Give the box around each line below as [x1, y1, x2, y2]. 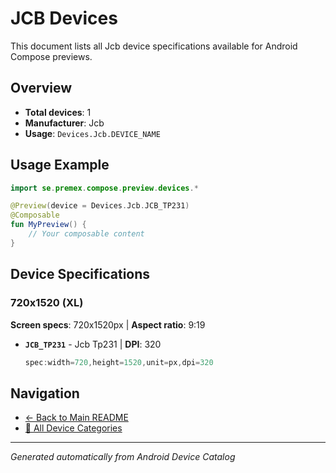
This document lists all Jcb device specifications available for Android [10, 40, 298, 52]
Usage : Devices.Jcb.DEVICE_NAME [24, 127, 161, 139]
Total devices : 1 [24, 106, 92, 118]
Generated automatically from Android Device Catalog [10, 451, 236, 463]
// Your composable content [28, 229, 145, 239]
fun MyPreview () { [10, 220, 87, 230]
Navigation [10, 385, 80, 402]
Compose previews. [10, 50, 93, 62]
